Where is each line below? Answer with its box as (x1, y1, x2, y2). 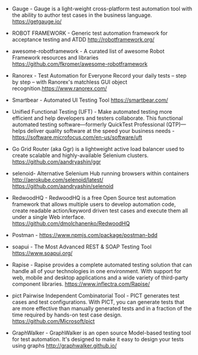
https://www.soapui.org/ (11, 250, 73, 256)
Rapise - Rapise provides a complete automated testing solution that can (11, 261, 193, 268)
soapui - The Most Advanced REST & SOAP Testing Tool (11, 243, 152, 250)
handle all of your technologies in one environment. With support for (11, 268, 182, 274)
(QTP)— (166, 121, 187, 128)
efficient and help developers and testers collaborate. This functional (11, 114, 184, 122)
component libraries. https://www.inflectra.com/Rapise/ (11, 280, 150, 288)
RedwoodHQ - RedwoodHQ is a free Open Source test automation (11, 194, 176, 201)
